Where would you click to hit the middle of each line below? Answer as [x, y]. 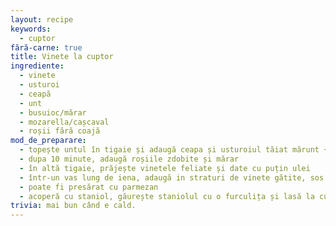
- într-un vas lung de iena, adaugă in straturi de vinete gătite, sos [172, 177]
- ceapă [35, 94]
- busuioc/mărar [53, 112]
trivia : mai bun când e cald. [73, 206]
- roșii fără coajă [60, 131]
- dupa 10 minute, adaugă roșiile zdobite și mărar [129, 159]
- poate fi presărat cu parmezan [89, 187]
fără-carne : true [46, 47]
